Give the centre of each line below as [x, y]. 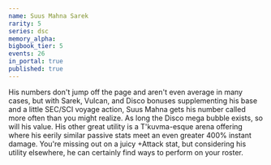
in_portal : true [36, 62]
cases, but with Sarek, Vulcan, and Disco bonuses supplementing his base [133, 100]
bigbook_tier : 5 [36, 46]
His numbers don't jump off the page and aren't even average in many [126, 92]
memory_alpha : [32, 39]
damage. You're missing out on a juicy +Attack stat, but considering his [127, 144]
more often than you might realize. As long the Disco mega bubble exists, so [136, 118]
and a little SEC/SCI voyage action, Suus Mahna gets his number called [127, 109]
